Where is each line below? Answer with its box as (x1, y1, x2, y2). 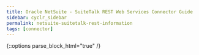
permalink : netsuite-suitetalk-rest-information (6, 20, 133, 26)
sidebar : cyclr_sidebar (6, 15, 67, 21)
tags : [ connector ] (6, 25, 53, 32)
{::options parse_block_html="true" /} (6, 42, 101, 50)
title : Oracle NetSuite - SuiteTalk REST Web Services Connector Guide (6, 8, 193, 15)
